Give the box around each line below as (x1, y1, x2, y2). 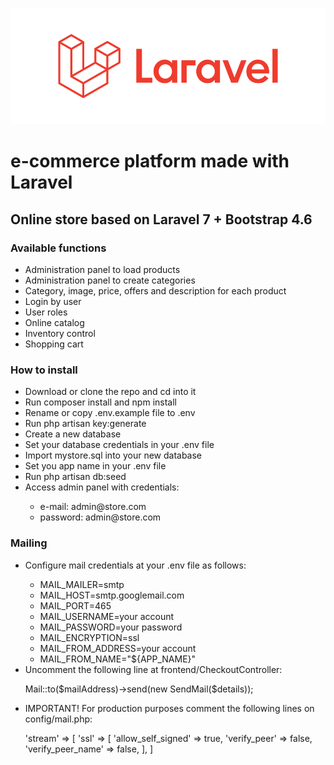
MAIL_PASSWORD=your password (39, 621, 183, 633)
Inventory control (24, 328, 96, 340)
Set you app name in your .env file (24, 460, 167, 472)
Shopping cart (24, 338, 84, 350)
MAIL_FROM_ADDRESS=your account (39, 642, 197, 654)
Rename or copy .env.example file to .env (24, 407, 196, 419)
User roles (24, 306, 68, 318)
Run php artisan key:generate (24, 418, 147, 430)
